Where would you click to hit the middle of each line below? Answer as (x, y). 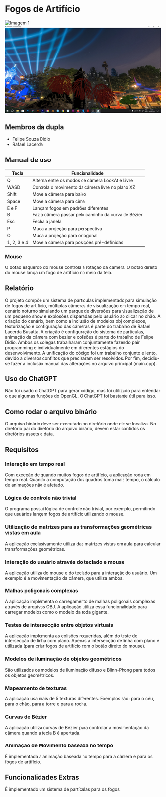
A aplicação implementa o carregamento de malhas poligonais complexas (80, 602)
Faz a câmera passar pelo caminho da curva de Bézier (87, 215)
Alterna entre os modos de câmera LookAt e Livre (83, 180)
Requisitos (22, 450)
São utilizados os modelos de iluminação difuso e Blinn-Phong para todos (80, 670)
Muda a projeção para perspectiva (67, 228)
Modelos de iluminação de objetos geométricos (63, 659)
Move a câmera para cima (59, 201)
